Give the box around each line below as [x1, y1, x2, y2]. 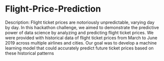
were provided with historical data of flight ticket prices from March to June [5, 35, 158, 41]
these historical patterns [5, 50, 54, 56]
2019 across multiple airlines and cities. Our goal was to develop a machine [5, 40, 157, 46]
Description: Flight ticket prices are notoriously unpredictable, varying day [5, 19, 155, 25]
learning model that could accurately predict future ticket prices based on [5, 45, 154, 51]
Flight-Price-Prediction [5, 3, 101, 15]
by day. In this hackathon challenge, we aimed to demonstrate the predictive [5, 24, 159, 30]
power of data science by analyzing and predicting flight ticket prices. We [5, 30, 154, 35]
